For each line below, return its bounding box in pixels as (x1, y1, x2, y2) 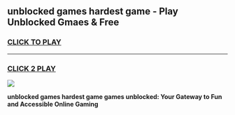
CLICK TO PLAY (7, 38, 62, 47)
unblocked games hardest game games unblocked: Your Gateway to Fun (7, 92, 222, 100)
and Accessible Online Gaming (7, 100, 99, 108)
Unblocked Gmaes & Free (7, 17, 120, 29)
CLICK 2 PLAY (7, 63, 56, 73)
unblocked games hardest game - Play (7, 6, 178, 17)
